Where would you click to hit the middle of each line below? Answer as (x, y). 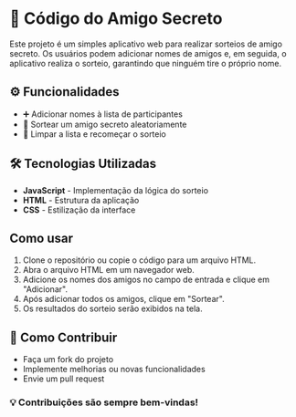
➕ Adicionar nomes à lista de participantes (102, 114)
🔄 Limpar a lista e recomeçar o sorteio (95, 134)
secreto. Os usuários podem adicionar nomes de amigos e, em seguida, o (148, 53)
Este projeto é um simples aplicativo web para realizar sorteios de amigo (146, 44)
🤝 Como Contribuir (63, 337)
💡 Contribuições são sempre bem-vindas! (104, 402)
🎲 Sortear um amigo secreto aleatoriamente (105, 124)
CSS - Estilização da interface (79, 210)
